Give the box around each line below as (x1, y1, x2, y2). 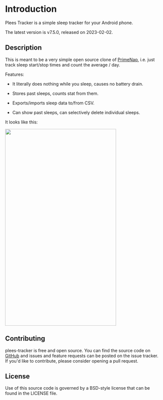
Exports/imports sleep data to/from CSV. (12, 100, 95, 106)
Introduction (5, 3, 57, 15)
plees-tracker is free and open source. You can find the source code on (5, 347, 151, 353)
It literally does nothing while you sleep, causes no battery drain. (12, 81, 144, 87)
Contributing (5, 335, 45, 343)
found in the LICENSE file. (5, 390, 58, 397)
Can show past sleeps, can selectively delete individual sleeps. (12, 109, 140, 115)
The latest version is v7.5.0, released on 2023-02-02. (5, 29, 113, 35)
